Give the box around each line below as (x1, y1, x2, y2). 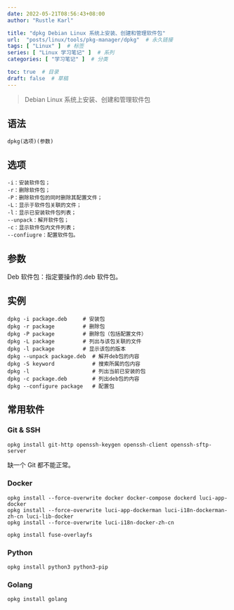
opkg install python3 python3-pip (7, 564, 109, 571)
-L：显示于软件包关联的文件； (7, 202, 82, 209)
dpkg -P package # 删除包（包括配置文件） (7, 330, 147, 338)
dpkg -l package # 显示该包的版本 (7, 345, 126, 352)
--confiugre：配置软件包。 (7, 231, 79, 239)
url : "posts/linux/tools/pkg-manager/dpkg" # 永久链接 (7, 36, 174, 43)
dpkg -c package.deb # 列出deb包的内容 (7, 375, 140, 382)
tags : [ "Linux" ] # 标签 (7, 43, 84, 50)
